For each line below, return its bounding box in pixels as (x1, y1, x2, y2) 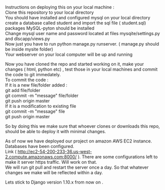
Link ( (5, 148, 17, 154)
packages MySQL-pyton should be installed (5, 25, 95, 31)
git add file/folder (5, 88, 41, 93)
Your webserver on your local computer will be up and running (5, 51, 133, 57)
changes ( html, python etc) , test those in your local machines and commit (5, 66, 158, 72)
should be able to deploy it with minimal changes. (5, 129, 107, 134)
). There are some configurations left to (77, 154, 158, 160)
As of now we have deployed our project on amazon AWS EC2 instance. (5, 138, 152, 144)
